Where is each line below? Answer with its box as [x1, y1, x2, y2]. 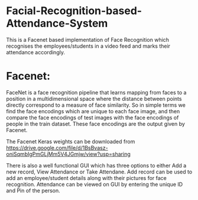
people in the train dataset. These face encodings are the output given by [6, 120, 185, 127]
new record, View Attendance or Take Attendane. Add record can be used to [6, 168, 193, 175]
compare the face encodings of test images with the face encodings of [6, 114, 179, 121]
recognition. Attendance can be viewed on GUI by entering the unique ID [6, 181, 183, 188]
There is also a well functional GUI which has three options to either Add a [6, 162, 187, 169]
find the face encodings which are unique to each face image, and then [6, 107, 180, 114]
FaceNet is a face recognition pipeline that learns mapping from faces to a [6, 88, 187, 96]
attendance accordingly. [6, 48, 65, 55]
